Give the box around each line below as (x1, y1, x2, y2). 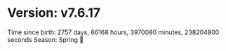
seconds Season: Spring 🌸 (7, 35, 84, 43)
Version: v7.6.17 (7, 5, 100, 21)
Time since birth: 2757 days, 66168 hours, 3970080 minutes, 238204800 (7, 28, 220, 36)
